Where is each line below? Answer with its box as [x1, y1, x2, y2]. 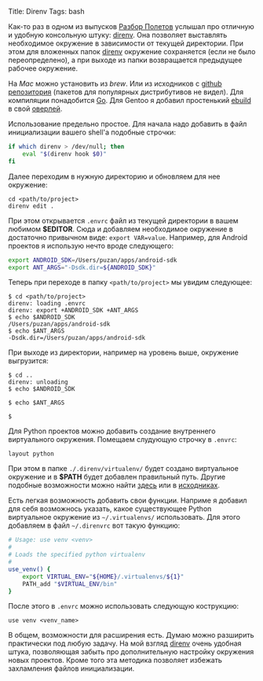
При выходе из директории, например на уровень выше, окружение [8, 348, 239, 357]
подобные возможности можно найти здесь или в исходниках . [8, 480, 221, 490]
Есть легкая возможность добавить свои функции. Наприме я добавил [8, 495, 247, 506]
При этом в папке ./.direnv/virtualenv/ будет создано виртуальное [8, 464, 239, 473]
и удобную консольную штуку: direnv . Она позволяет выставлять [8, 31, 228, 39]
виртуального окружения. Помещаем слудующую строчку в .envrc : [8, 435, 237, 444]
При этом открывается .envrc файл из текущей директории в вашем [8, 215, 239, 225]
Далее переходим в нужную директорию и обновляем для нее [8, 171, 221, 181]
